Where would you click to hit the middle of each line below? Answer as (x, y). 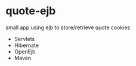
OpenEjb (25, 51)
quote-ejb (31, 11)
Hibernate (27, 45)
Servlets (24, 39)
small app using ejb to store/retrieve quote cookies (68, 27)
